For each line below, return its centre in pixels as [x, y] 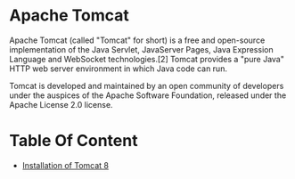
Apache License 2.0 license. [61, 104]
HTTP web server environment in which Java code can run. [118, 69]
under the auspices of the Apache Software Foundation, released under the [148, 95]
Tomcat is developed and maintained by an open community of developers [147, 85]
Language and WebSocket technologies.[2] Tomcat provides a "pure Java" [147, 59]
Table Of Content [74, 141]
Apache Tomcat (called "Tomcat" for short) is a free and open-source [137, 40]
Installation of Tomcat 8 [66, 165]
